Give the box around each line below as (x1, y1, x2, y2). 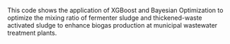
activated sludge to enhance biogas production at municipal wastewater (7, 21, 218, 29)
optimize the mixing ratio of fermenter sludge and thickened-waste (7, 13, 203, 22)
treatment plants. (7, 28, 57, 37)
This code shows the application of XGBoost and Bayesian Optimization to (7, 6, 224, 14)
